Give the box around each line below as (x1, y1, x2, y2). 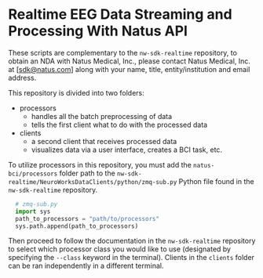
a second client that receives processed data (31, 136, 177, 146)
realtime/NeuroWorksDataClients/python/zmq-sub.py (8, 178, 177, 186)
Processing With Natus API (8, 22, 188, 40)
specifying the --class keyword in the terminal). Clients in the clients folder (8, 253, 255, 262)
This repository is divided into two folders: (8, 88, 145, 97)
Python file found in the (178, 176, 254, 186)
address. (8, 73, 37, 82)
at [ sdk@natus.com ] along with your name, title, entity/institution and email (8, 64, 250, 74)
